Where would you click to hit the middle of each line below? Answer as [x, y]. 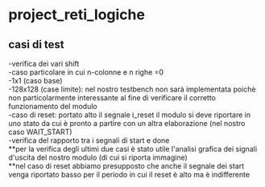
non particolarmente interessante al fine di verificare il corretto [112, 98]
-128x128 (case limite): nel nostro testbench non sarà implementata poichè [132, 89]
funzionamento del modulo [53, 106]
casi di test [36, 45]
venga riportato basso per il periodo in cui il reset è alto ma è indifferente [129, 175]
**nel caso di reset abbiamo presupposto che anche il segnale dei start [126, 166]
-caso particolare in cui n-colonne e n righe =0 [86, 72]
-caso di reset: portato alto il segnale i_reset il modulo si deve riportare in [130, 115]
